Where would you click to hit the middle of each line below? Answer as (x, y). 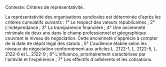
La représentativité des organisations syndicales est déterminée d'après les (83, 17)
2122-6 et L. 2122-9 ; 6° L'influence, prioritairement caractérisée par (75, 54)
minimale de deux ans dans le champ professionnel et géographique (76, 33)
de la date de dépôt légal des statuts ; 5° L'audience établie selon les (76, 43)
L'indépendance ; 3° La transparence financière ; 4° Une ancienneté (75, 27)
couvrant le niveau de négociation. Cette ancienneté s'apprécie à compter (82, 38)
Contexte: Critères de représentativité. (44, 7)
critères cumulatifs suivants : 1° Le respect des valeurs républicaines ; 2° (80, 22)
